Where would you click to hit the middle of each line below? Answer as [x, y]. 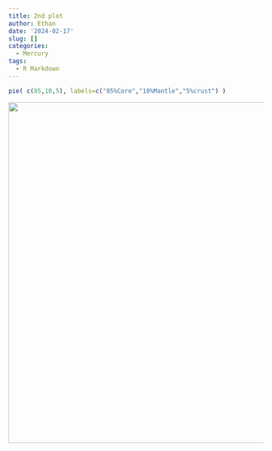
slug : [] [23, 39]
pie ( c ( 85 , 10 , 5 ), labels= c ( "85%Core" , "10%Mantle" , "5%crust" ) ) [117, 91]
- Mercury [32, 54]
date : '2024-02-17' [41, 31]
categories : [28, 46]
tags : [17, 62]
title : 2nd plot [36, 16]
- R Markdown [38, 69]
